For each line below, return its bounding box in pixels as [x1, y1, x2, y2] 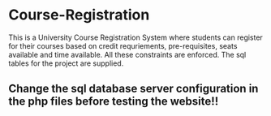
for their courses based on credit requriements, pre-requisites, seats [8, 41, 238, 50]
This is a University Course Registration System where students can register [8, 32, 264, 42]
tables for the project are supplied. [8, 58, 124, 68]
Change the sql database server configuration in [8, 82, 259, 96]
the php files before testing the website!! [8, 95, 219, 109]
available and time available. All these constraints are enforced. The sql [8, 49, 247, 59]
